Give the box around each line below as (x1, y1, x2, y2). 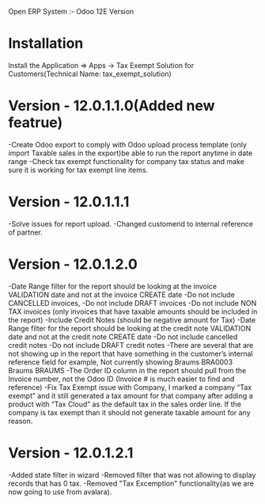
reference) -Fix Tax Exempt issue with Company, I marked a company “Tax (8, 382, 252, 391)
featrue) (8, 114, 63, 132)
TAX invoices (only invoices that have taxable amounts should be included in (8, 307, 258, 316)
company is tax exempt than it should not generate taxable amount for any (8, 407, 251, 417)
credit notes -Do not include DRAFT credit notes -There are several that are (8, 340, 254, 349)
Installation (8, 35, 84, 52)
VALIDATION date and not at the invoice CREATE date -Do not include (8, 289, 235, 300)
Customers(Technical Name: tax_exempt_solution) (8, 69, 172, 78)
